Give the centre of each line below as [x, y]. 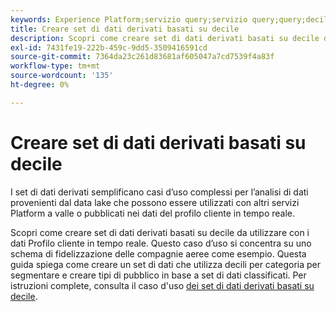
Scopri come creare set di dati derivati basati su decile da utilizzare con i [160, 232]
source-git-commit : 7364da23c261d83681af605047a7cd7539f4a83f [142, 57]
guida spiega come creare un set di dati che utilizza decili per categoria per [166, 264]
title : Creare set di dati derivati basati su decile [125, 29]
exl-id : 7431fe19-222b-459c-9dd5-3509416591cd [109, 47]
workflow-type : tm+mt [55, 66]
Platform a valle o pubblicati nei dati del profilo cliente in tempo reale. [153, 213]
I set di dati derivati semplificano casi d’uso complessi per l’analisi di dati [159, 192]
